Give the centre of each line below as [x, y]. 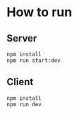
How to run [39, 12]
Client [20, 82]
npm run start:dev [34, 61]
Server [22, 38]
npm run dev [24, 104]
